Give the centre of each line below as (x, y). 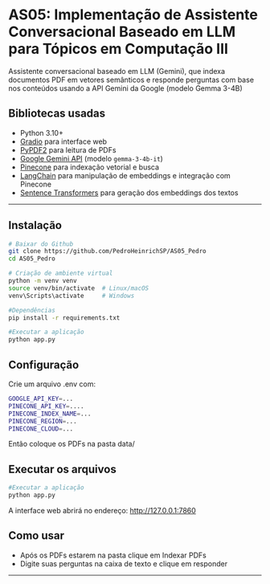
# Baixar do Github (41, 244)
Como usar (37, 536)
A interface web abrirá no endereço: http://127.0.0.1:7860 (102, 510)
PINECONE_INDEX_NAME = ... (50, 414)
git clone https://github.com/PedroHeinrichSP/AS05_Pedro (107, 251)
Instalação (35, 225)
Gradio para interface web (63, 141)
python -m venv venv (43, 281)
